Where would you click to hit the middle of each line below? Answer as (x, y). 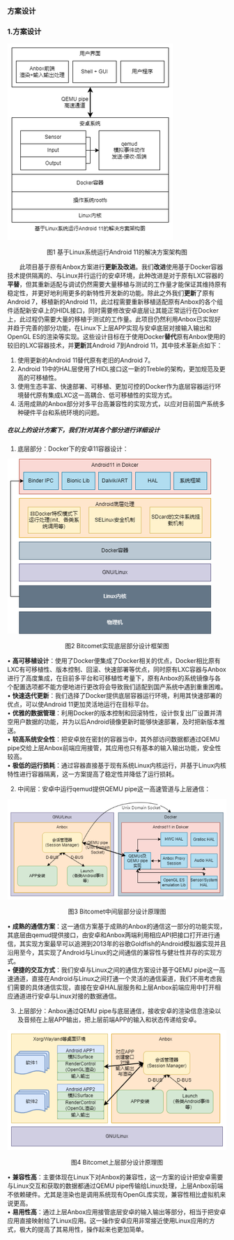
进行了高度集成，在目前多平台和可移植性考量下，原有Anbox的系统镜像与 (111, 678)
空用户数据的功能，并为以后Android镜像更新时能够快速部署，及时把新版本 (113, 722)
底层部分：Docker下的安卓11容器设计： (73, 449)
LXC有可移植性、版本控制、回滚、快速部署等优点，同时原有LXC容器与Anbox (117, 670)
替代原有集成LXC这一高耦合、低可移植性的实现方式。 (100, 395)
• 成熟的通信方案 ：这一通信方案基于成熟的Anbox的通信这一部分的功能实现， (117, 926)
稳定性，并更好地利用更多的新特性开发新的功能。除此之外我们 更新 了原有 (111, 293)
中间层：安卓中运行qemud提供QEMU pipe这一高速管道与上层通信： (114, 789)
